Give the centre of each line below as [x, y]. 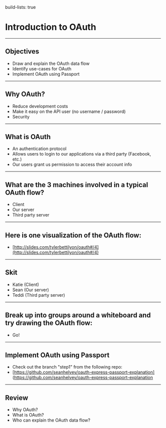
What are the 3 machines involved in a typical [77, 185]
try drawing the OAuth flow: [49, 323]
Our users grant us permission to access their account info [72, 164]
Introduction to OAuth [51, 27]
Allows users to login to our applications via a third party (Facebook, [82, 154]
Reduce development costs [40, 106]
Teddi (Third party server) [39, 295]
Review [17, 398]
